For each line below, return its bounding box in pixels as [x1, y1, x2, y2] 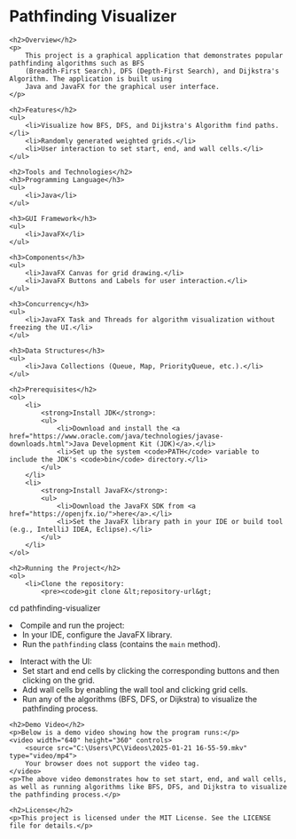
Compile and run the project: [20, 620, 125, 630]
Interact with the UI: [20, 655, 93, 667]
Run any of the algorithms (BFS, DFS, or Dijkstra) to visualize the [21, 693, 258, 704]
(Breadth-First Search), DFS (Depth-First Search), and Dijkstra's [25, 67, 279, 75]
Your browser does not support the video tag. [25, 759, 200, 768]
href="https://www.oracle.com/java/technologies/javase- [9, 431, 224, 440]
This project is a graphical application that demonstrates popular [25, 51, 284, 59]
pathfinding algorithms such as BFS [9, 59, 144, 67]
